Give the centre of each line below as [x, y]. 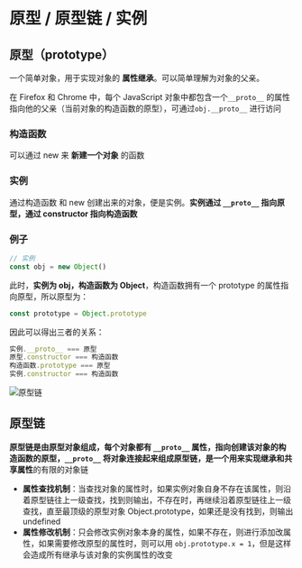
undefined [41, 521]
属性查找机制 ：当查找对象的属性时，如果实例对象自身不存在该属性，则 [153, 489]
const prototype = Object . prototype [78, 313]
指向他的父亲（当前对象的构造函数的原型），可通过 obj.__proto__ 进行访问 [146, 108]
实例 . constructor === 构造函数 [64, 374]
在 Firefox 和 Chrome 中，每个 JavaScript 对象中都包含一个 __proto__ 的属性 [150, 97]
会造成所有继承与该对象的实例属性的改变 [97, 554]
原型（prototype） [62, 55]
